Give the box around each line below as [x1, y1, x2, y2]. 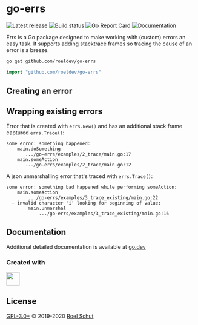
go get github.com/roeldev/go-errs [6, 58, 96, 64]
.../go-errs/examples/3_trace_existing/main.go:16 [38, 211, 170, 217]
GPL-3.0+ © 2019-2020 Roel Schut [6, 312, 94, 320]
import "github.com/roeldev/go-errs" [6, 69, 102, 75]
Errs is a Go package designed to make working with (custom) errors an [6, 33, 186, 41]
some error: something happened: [6, 140, 91, 146]
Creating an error [6, 86, 73, 96]
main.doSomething [17, 146, 61, 152]
